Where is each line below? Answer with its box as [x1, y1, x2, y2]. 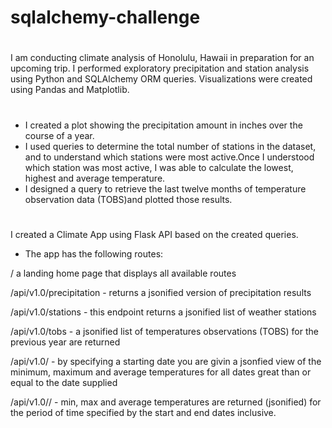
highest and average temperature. [24, 172, 166, 184]
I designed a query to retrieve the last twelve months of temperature [24, 182, 307, 195]
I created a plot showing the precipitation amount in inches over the [24, 119, 303, 131]
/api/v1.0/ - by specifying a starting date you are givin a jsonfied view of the [10, 355, 322, 367]
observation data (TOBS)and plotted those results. [24, 193, 233, 205]
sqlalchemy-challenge [10, 6, 201, 29]
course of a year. [24, 129, 95, 141]
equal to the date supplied [10, 376, 118, 388]
